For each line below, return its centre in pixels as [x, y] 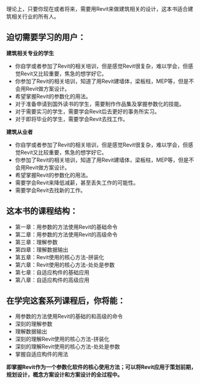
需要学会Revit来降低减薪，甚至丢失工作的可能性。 [77, 182]
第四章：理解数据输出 [41, 250]
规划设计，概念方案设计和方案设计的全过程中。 [64, 375]
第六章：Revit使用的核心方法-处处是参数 [65, 265]
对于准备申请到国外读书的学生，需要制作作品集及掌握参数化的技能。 [100, 104]
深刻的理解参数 [34, 324]
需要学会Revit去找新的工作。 [50, 190]
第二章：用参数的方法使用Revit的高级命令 [66, 234]
